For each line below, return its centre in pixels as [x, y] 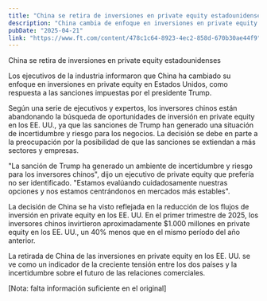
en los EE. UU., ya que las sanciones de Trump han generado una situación [131, 125]
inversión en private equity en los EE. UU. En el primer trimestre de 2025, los [133, 215]
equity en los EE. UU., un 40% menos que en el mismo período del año [124, 233]
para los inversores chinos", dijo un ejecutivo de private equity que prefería [131, 174]
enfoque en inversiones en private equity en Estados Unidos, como [118, 84]
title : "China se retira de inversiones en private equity [108, 16]
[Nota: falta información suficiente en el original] [87, 288]
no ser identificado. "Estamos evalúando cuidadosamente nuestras [118, 183]
